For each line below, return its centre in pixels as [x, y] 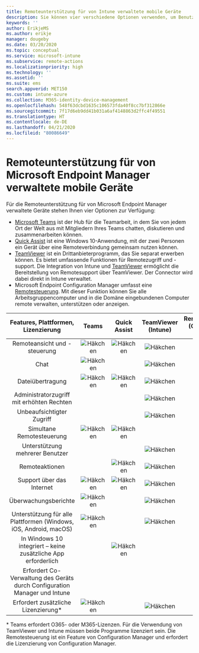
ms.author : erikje [29, 34]
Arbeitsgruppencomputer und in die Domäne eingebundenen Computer [102, 297]
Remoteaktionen [42, 467]
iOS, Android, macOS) [42, 529]
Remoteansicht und [39, 343]
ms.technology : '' [29, 72]
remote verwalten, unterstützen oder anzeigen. [72, 304]
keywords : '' [22, 23]
